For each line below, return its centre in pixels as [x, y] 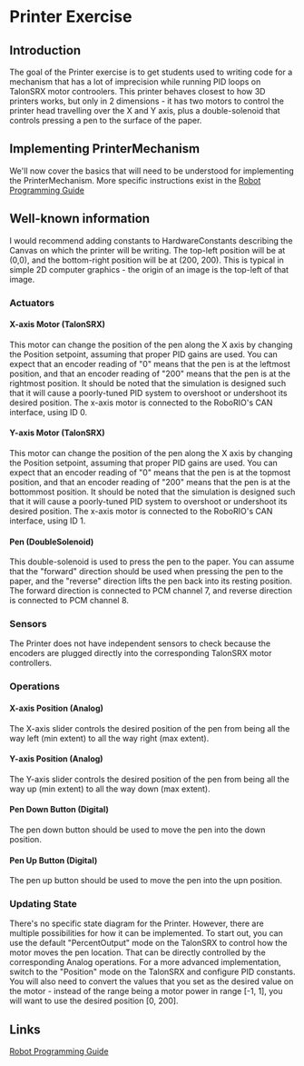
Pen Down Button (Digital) [59, 810]
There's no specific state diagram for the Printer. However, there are [137, 923]
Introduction [45, 50]
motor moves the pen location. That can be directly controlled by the [137, 952]
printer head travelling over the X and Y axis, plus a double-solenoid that [145, 110]
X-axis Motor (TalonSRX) [58, 324]
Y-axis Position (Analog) [56, 759]
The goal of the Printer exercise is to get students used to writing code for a [151, 72]
